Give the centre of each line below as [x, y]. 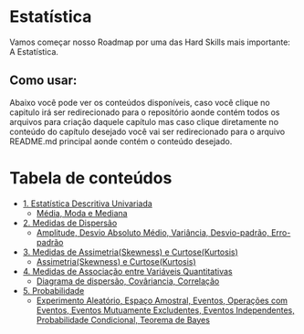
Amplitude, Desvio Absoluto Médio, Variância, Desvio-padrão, [152, 232]
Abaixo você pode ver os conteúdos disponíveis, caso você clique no [140, 102]
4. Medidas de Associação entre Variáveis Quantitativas [127, 271]
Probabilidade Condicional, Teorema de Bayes [123, 319]
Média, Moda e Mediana [82, 213]
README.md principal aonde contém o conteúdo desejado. [121, 141]
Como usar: [43, 81]
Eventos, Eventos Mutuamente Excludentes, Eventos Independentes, [165, 310]
